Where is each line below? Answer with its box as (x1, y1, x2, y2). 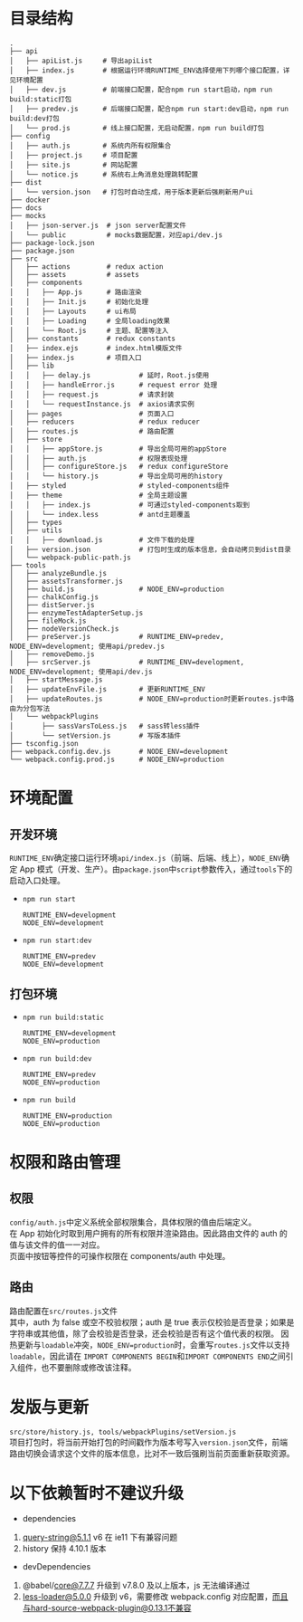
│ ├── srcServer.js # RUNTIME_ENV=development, (9, 657, 245, 666)
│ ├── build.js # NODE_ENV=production (9, 585, 224, 594)
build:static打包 (9, 94, 72, 104)
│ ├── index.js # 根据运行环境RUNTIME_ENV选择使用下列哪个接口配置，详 (9, 65, 290, 75)
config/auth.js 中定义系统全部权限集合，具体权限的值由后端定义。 (9, 1216, 257, 1227)
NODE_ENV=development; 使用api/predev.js (9, 642, 166, 651)
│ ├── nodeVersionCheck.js (9, 624, 119, 634)
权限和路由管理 (9, 1151, 121, 1172)
